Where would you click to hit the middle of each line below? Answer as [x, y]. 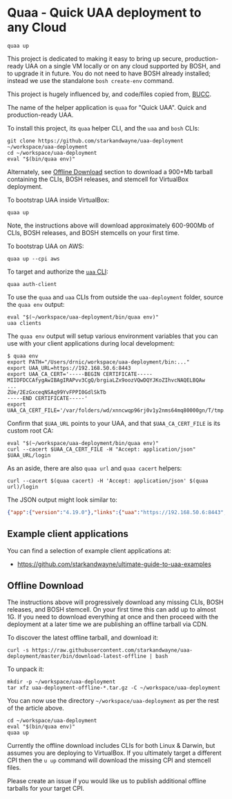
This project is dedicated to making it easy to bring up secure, [95, 58]
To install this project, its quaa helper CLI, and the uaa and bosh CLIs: [104, 128]
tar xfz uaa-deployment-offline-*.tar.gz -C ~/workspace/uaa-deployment [114, 688]
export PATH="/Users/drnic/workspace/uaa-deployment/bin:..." [98, 362]
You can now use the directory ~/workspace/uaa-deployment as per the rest [113, 701]
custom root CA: [30, 431]
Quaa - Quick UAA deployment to [104, 13]
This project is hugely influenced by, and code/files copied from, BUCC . [109, 94]
